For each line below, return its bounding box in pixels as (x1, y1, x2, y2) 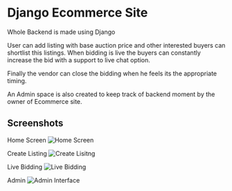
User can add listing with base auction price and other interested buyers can (7, 41, 226, 49)
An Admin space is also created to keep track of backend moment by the (7, 90, 215, 98)
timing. (7, 76, 27, 84)
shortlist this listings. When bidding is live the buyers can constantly (7, 48, 201, 57)
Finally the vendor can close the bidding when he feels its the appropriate (7, 69, 217, 78)
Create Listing (7, 149, 47, 157)
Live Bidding (7, 163, 43, 171)
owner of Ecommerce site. (7, 97, 82, 105)
